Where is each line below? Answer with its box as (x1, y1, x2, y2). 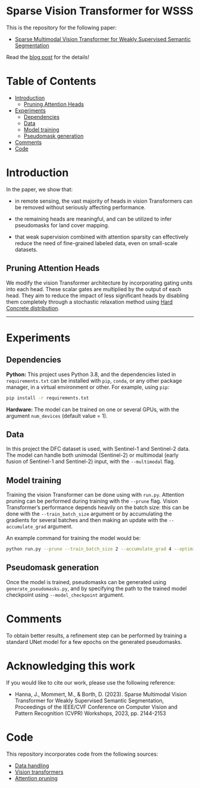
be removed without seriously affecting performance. (14, 203, 146, 210)
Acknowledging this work (6, 659, 136, 673)
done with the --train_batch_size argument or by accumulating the (6, 510, 173, 518)
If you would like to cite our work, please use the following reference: (6, 679, 176, 686)
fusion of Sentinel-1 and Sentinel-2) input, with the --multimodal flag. (6, 458, 176, 465)
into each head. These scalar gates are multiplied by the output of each (6, 285, 182, 292)
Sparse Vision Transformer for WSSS (6, 4, 193, 18)
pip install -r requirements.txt (6, 395, 89, 401)
